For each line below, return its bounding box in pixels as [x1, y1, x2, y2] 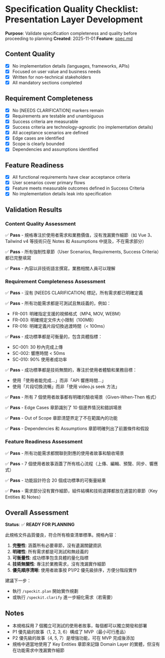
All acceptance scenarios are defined [12, 130, 89, 136]
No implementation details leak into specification [12, 191, 112, 197]
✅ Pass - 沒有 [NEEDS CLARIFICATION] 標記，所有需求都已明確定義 [5, 290, 143, 296]
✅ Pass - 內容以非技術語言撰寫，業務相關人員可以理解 [5, 266, 116, 271]
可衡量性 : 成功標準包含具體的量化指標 [12, 555, 89, 561]
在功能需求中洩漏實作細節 [12, 648, 65, 654]
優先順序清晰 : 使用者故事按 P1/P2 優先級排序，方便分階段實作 [12, 567, 137, 573]
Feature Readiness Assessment [5, 438, 83, 445]
